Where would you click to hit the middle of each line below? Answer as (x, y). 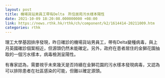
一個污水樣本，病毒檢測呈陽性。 (46, 55)
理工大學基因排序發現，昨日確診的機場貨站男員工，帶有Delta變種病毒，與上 (82, 42)
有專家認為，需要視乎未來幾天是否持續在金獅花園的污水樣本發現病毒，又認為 (82, 65)
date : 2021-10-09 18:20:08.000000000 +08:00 (51, 19)
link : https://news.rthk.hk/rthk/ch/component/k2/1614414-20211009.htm (80, 23)
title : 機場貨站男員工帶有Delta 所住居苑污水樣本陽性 (55, 14)
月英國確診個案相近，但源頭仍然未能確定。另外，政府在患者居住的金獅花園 (80, 48)
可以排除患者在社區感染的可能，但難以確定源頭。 (55, 71)
